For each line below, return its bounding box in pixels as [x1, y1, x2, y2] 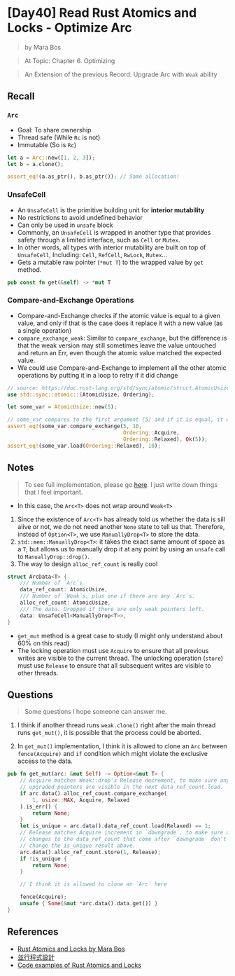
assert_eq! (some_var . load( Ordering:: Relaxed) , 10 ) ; [7, 442, 161, 449]
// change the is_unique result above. [20, 842, 136, 849]
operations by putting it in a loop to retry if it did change [17, 371, 178, 379]
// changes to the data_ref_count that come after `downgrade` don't [20, 836, 227, 843]
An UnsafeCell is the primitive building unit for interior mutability [17, 205, 205, 214]
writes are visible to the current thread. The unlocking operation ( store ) [17, 654, 224, 662]
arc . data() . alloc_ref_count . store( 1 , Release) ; [20, 848, 161, 855]
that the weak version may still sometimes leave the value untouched [17, 341, 217, 350]
